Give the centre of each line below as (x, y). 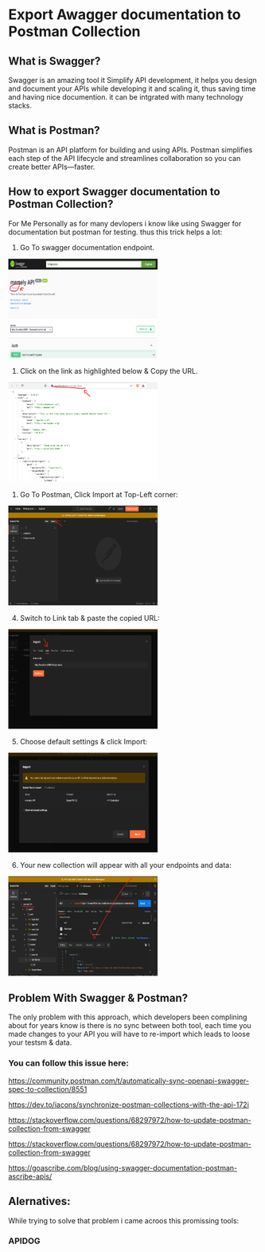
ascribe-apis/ (30, 1176)
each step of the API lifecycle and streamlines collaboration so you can (125, 158)
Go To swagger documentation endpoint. (87, 247)
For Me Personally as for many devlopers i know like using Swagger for (125, 223)
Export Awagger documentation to (125, 15)
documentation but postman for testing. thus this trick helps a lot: (115, 232)
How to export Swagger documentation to (114, 192)
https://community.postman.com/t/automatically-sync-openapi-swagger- (129, 1081)
